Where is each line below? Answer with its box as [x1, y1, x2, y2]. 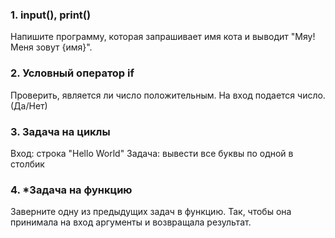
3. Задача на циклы [10, 124, 111, 138]
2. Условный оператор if [10, 66, 135, 80]
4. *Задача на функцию [10, 183, 133, 197]
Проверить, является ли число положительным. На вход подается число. [10, 89, 326, 101]
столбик [10, 158, 45, 170]
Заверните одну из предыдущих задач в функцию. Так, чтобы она [10, 206, 292, 218]
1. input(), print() [10, 8, 92, 22]
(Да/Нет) [10, 99, 48, 112]
